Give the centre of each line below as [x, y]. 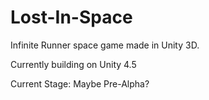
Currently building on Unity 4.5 [73, 64]
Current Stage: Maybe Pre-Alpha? [80, 83]
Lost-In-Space [71, 17]
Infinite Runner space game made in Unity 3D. [105, 45]
